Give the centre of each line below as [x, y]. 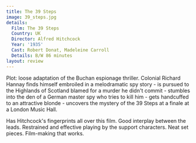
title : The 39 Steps [32, 12]
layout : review [25, 61]
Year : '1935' [27, 45]
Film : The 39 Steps [35, 28]
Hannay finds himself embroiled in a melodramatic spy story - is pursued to [98, 84]
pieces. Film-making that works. [45, 133]
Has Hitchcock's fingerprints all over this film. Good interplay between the [96, 121]
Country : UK [26, 34]
